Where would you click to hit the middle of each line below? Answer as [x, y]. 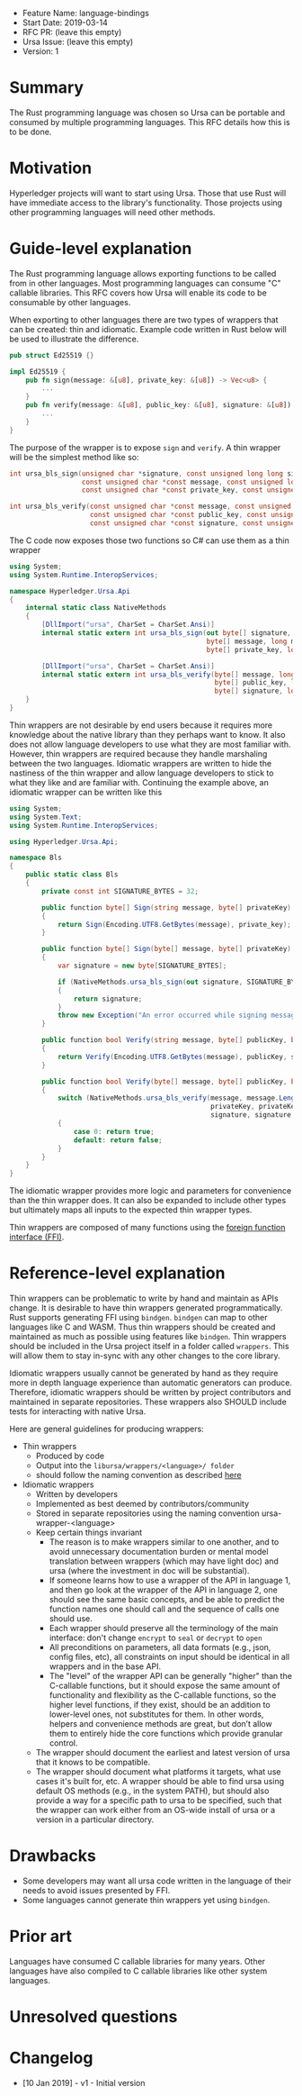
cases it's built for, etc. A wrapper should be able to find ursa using [160, 1782]
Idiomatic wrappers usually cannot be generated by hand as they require [144, 1374]
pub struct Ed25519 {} [52, 355]
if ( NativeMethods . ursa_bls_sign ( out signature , [150, 982]
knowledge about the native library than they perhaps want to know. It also [147, 734]
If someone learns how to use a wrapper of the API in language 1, [170, 1581]
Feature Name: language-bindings [86, 13]
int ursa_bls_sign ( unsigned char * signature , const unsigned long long [146, 473]
